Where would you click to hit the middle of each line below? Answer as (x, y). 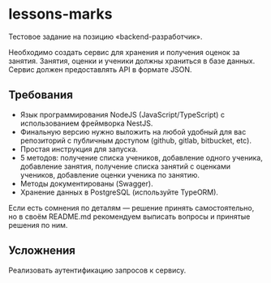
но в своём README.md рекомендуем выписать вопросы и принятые (129, 217)
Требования (41, 95)
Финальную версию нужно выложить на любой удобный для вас (133, 131)
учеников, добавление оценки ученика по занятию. (110, 174)
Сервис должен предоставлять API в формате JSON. (100, 69)
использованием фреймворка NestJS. (86, 123)
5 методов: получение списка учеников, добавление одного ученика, (142, 157)
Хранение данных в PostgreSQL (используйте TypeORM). (119, 192)
